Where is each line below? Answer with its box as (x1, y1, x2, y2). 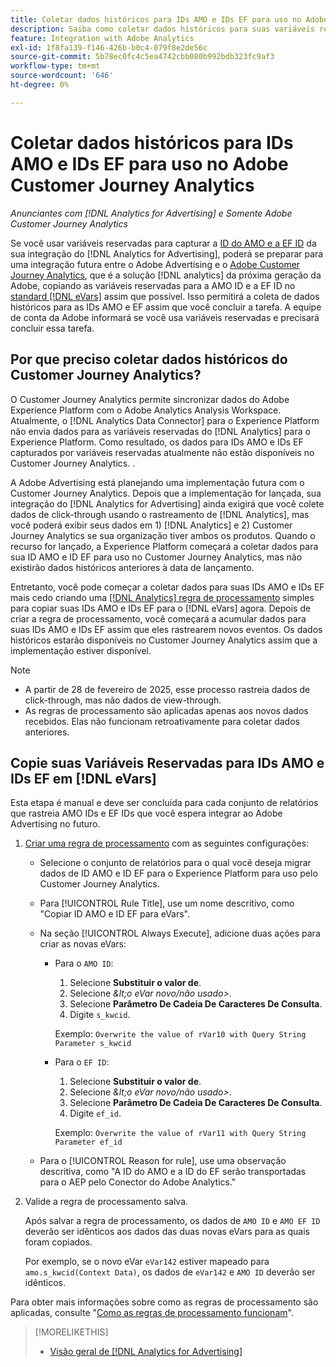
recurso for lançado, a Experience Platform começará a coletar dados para (10, 540, 319, 552)
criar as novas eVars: (39, 938, 127, 950)
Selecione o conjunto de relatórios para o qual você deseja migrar (39, 857, 312, 869)
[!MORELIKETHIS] (34, 1326, 109, 1338)
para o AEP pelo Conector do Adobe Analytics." (39, 1176, 237, 1188)
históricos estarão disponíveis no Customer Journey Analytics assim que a (10, 634, 318, 646)
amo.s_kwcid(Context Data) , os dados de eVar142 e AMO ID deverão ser (24, 1266, 316, 1278)
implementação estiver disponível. (10, 644, 152, 656)
